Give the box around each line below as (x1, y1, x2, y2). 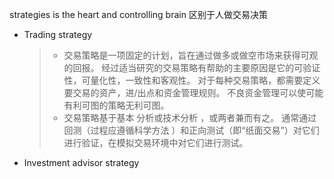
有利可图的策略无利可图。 (63, 99, 170, 111)
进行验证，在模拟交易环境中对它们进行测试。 (63, 137, 249, 148)
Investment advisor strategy (23, 157, 140, 168)
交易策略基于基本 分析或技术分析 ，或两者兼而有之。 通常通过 (63, 112, 317, 123)
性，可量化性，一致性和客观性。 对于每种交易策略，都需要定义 (63, 74, 321, 86)
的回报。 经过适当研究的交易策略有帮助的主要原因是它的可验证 (63, 62, 321, 73)
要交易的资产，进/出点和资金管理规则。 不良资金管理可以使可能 (63, 87, 324, 98)
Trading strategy (23, 29, 93, 40)
